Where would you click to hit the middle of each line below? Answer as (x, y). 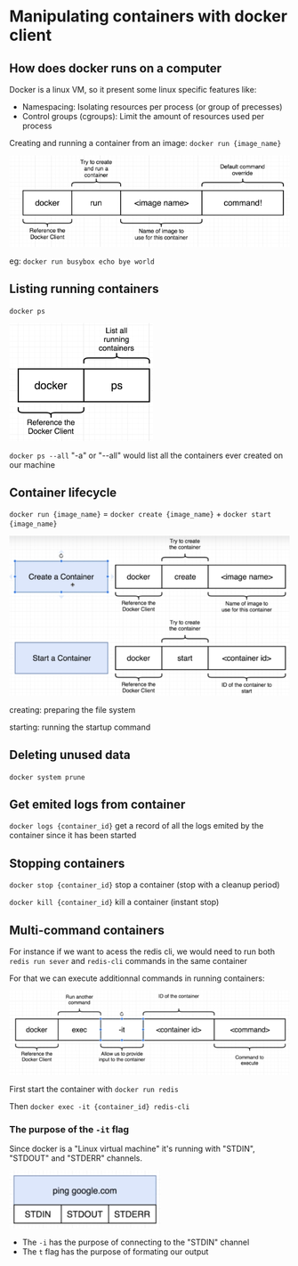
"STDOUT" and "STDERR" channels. (76, 1158)
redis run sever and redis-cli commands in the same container (128, 960)
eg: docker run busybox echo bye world (82, 261)
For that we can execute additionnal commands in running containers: (137, 978)
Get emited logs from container (97, 804)
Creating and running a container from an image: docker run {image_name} (145, 143)
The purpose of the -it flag (69, 1129)
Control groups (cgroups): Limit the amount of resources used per (143, 116)
